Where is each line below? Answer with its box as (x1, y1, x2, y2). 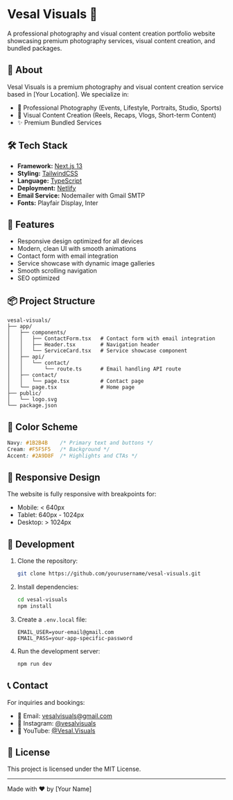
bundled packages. (7, 44, 62, 52)
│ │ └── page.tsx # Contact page (7, 378, 144, 385)
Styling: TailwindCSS (17, 169, 78, 177)
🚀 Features (7, 218, 55, 230)
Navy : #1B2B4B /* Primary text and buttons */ (7, 439, 154, 446)
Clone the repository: (17, 557, 78, 565)
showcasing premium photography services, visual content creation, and (7, 36, 216, 44)
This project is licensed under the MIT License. (7, 765, 141, 774)
